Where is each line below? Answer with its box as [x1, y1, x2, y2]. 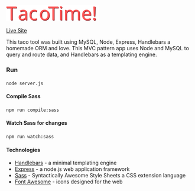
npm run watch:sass [6, 134, 54, 140]
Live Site [6, 27, 27, 34]
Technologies [6, 146, 41, 153]
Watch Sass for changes [6, 119, 68, 127]
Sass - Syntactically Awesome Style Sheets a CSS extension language [14, 172, 186, 179]
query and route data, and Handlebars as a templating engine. [6, 51, 157, 58]
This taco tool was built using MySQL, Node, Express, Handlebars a [6, 38, 171, 46]
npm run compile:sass [6, 107, 60, 113]
